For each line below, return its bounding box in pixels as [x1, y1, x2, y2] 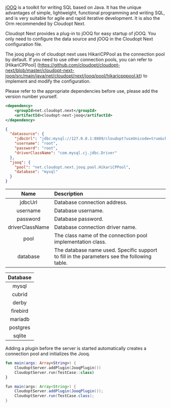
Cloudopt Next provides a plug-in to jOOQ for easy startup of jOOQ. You [5, 31, 156, 36]
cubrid [12, 291, 28, 297]
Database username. [54, 207, 104, 214]
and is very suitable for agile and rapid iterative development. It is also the [5, 15, 160, 21]
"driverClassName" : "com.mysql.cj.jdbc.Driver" [14, 150, 117, 155]
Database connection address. [54, 199, 127, 206]
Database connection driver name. [54, 224, 137, 231]
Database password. [54, 215, 103, 222]
